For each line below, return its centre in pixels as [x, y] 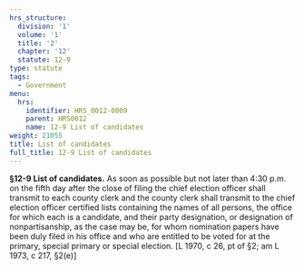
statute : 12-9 [44, 60]
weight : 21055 [36, 136]
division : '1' [44, 26]
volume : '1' [40, 34]
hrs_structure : [38, 18]
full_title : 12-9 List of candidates [81, 152]
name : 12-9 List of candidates [85, 128]
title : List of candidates [60, 144]
